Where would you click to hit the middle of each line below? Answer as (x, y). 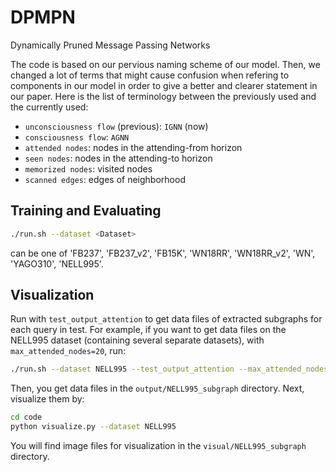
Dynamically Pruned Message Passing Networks (110, 45)
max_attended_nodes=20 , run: (68, 351)
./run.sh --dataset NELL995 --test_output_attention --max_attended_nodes (169, 369)
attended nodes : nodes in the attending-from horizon (133, 147)
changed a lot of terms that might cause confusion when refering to (150, 75)
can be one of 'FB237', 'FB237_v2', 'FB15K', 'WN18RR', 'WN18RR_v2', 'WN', (163, 253)
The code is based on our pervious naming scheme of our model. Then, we (165, 64)
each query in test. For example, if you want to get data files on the (148, 330)
